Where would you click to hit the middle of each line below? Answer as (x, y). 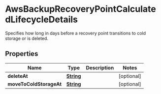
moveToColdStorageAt (35, 84)
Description (100, 67)
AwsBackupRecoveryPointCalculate (80, 9)
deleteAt (18, 76)
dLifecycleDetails (41, 19)
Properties (22, 54)
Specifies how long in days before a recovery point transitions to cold (76, 33)
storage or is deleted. (27, 38)
